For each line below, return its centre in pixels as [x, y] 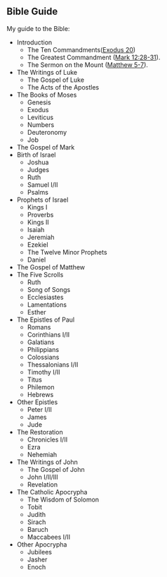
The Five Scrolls [40, 274]
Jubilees [39, 552]
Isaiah [36, 229]
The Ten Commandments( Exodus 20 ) [81, 49]
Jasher [37, 559]
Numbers [41, 124]
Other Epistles [37, 402]
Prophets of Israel [42, 200]
